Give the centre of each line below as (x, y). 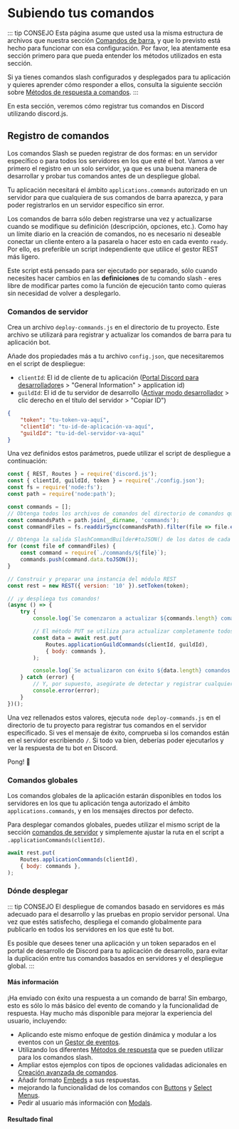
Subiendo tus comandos (81, 13)
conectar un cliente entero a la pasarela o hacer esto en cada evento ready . (118, 241)
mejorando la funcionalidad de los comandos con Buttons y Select (115, 1087)
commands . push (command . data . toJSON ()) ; (79, 560)
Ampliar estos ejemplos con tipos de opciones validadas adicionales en (122, 1065)
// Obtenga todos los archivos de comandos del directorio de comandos (116, 514)
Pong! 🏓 (19, 762)
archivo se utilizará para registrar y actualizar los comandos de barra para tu (119, 335)
